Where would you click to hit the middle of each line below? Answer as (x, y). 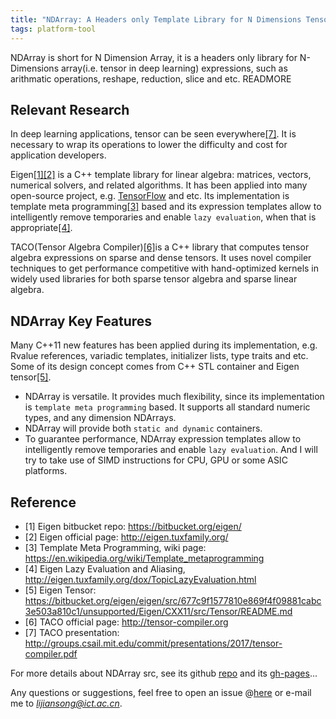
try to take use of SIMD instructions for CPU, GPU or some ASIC (156, 460)
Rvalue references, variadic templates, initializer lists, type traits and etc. (159, 356)
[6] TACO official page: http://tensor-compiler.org (126, 622)
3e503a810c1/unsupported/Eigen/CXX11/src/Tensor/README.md (158, 611)
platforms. (46, 471)
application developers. (58, 155)
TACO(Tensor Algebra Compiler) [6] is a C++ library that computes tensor (160, 247)
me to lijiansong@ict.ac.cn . (66, 703)
